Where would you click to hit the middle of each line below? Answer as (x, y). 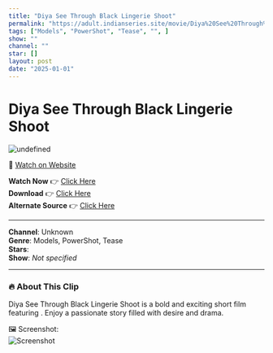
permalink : (27, 24)
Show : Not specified (43, 258)
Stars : (19, 249)
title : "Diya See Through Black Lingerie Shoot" (92, 16)
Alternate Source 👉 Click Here (62, 205)
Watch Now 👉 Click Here (52, 181)
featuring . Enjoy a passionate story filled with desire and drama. (116, 312)
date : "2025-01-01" (41, 69)
